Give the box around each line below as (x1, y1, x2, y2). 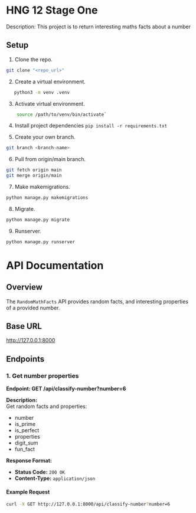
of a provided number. (6, 304, 60, 311)
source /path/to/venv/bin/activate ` (17, 112, 107, 117)
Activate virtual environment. (14, 100, 85, 107)
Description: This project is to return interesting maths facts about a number (6, 23, 191, 30)
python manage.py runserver (6, 238, 76, 245)
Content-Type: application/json (14, 475, 96, 482)
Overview (6, 282, 43, 292)
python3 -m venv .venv (14, 89, 70, 95)
